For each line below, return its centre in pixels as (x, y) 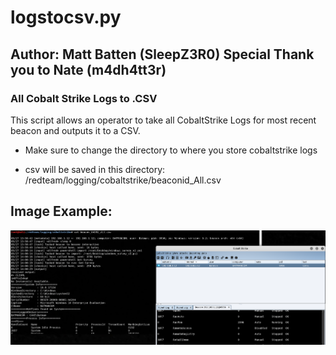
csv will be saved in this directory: (95, 169)
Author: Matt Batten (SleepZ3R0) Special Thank (162, 54)
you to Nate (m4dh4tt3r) (88, 69)
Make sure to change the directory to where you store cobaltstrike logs (171, 150)
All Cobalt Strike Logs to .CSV (84, 98)
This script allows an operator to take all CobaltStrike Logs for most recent (163, 120)
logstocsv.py (66, 17)
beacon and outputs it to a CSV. (75, 130)
